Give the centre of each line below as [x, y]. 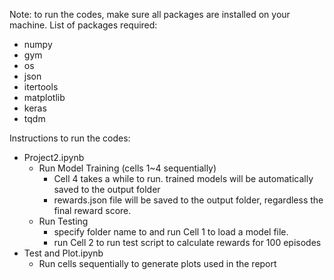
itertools [41, 87]
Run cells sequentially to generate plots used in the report [157, 263]
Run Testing [63, 221]
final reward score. [92, 210]
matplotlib [44, 97]
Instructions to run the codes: [70, 138]
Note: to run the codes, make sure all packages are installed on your [150, 14]
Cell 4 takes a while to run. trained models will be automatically [183, 178]
